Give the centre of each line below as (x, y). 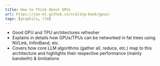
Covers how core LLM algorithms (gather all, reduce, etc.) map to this (82, 48)
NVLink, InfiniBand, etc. (36, 43)
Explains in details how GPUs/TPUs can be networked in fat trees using (84, 38)
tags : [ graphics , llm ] (28, 19)
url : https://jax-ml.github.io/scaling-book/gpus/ (58, 14)
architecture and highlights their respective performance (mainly (77, 53)
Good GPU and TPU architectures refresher (56, 33)
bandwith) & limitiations (36, 59)
